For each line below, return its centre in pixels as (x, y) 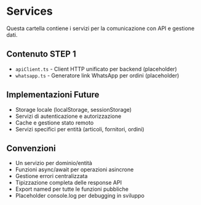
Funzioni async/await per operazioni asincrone (74, 169)
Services (30, 11)
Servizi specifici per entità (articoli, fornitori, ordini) (80, 129)
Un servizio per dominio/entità (53, 163)
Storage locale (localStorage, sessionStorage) (73, 109)
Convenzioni (31, 148)
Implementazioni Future (53, 95)
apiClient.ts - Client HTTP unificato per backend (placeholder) (96, 69)
